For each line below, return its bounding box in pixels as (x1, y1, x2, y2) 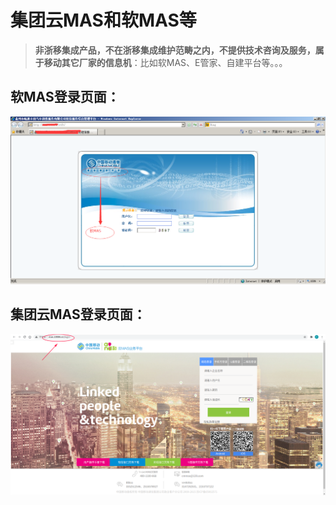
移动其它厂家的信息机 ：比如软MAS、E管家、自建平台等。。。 (43, 56, 288, 68)
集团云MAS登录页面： (10, 306, 147, 323)
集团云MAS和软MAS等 (10, 9, 197, 32)
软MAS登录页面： (10, 89, 120, 106)
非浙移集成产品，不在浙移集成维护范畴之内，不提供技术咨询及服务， (34, 44, 316, 56)
